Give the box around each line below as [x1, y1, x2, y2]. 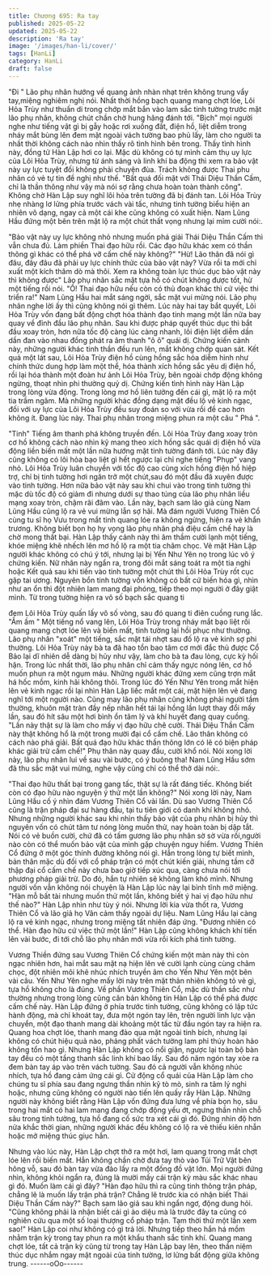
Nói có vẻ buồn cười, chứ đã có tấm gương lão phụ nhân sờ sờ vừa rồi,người [8, 831, 261, 840]
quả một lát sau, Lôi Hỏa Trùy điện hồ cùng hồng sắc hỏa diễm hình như [8, 352, 249, 362]
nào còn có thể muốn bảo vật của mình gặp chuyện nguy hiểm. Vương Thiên [8, 839, 264, 849]
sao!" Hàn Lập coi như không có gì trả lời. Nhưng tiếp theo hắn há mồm [8, 1224, 245, 1234]
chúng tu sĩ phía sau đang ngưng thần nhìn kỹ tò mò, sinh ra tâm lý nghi [8, 1079, 247, 1089]
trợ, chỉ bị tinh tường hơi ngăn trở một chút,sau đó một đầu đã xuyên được [8, 471, 254, 481]
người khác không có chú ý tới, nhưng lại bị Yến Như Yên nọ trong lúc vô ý [8, 549, 255, 559]
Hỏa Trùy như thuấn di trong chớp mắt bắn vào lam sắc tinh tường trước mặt [8, 104, 262, 114]
